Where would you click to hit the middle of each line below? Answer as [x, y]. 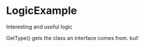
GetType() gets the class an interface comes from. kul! [72, 38]
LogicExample [42, 11]
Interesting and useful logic [39, 27]
